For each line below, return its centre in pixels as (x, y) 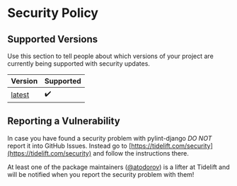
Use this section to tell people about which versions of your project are (110, 56)
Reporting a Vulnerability (64, 121)
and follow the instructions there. (141, 153)
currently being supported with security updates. (79, 64)
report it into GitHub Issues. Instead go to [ (69, 146)
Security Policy (53, 13)
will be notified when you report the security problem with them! (101, 174)
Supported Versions (52, 39)
